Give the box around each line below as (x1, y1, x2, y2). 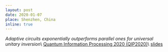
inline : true (5, 21, 33, 27)
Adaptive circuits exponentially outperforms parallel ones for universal (5, 36, 154, 42)
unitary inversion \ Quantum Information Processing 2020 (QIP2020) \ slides (5, 41, 163, 47)
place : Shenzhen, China (5, 17, 56, 22)
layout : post (5, 7, 33, 13)
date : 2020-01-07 (5, 12, 42, 17)
